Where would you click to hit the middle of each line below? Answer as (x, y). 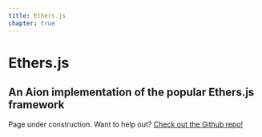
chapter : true (32, 23)
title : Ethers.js (37, 16)
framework (36, 105)
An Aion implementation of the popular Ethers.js (131, 93)
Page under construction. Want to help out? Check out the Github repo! (126, 124)
